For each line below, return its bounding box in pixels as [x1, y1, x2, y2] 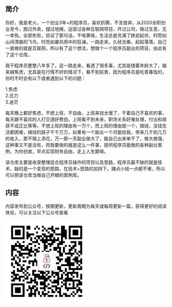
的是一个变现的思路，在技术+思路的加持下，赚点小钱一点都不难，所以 [18, 166, 165, 172]
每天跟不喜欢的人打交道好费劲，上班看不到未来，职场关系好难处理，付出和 [5, 116, 162, 122]
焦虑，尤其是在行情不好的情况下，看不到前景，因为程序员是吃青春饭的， [14, 69, 167, 75]
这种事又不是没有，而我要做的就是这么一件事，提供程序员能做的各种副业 [5, 141, 158, 148]
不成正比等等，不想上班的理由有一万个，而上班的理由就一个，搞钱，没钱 [9, 122, 162, 129]
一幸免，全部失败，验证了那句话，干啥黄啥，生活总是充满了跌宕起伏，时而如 [5, 32, 167, 38]
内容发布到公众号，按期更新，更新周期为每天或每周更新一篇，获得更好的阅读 [5, 203, 167, 209]
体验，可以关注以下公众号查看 [5, 209, 68, 215]
